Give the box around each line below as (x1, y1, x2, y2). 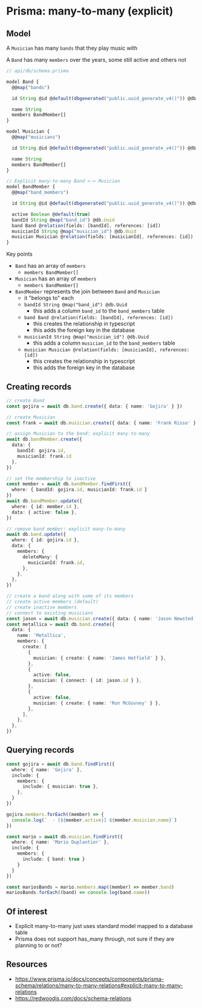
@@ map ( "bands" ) (11, 84, 50, 90)
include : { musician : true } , (22, 783, 99, 790)
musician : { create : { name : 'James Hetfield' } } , (33, 655, 166, 661)
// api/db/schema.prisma (6, 68, 69, 74)
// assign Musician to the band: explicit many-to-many (6, 431, 150, 437)
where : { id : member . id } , (11, 503, 80, 509)
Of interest (6, 906, 48, 917)
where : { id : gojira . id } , (11, 537, 80, 543)
